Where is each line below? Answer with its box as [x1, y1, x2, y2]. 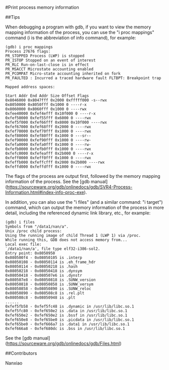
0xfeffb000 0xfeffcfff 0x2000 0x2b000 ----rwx [5, 160, 105, 165]
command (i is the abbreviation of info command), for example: [5, 35, 136, 41]
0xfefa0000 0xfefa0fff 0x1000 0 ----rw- [5, 142, 92, 147]
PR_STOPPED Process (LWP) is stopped [5, 53, 85, 58]
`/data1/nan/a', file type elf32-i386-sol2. [5, 246, 100, 251]
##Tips [5, 14, 20, 20]
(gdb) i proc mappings [5, 45, 53, 50]
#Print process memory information [5, 5, 79, 10]
